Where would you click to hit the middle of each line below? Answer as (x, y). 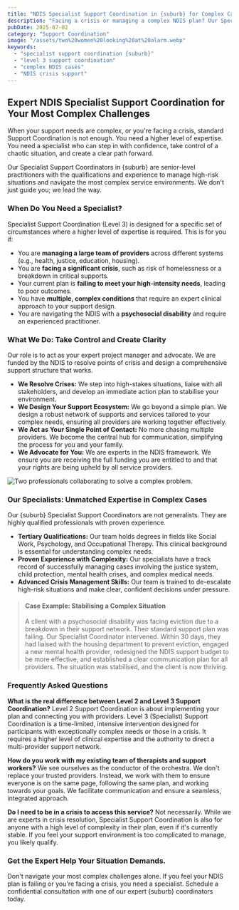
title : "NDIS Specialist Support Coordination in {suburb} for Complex (116, 14)
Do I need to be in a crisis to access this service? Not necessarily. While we (119, 812)
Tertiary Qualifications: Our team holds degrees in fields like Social (117, 537)
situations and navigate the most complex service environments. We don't (116, 182)
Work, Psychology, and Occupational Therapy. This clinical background (122, 544)
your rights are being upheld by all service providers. (95, 467)
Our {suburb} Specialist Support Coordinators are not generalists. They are (117, 515)
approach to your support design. (67, 306)
